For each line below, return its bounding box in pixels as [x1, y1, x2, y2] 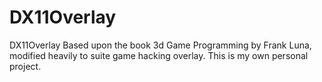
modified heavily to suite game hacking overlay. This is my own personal [9, 49, 309, 61]
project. [9, 60, 42, 72]
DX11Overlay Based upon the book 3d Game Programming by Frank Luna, [9, 39, 312, 51]
